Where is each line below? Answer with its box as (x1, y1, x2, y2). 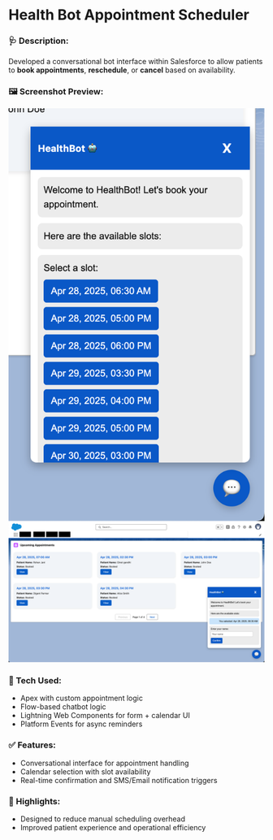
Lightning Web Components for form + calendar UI (19, 711, 191, 721)
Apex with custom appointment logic (19, 693, 144, 704)
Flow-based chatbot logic (19, 702, 107, 712)
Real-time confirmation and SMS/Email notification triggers (19, 775, 218, 785)
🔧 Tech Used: (8, 675, 63, 686)
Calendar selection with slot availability (19, 766, 151, 777)
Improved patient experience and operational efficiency (19, 823, 206, 833)
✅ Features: (8, 739, 57, 751)
